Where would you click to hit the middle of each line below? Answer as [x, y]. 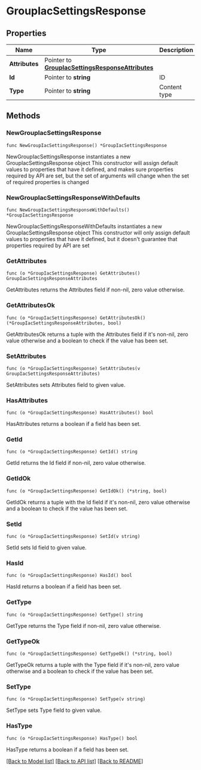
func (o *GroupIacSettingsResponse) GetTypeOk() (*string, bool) [89, 654]
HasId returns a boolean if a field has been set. [64, 586]
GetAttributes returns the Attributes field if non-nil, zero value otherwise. [95, 290]
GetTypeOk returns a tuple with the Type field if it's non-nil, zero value [93, 664]
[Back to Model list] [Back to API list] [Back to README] [75, 761]
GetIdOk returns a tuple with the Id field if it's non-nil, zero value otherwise [98, 502]
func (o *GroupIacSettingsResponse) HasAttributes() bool [80, 413]
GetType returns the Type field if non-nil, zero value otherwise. [84, 625]
